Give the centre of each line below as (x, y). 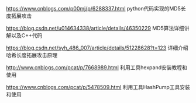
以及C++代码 (27, 35)
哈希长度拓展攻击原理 (32, 55)
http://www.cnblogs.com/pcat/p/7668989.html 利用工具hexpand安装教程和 (97, 68)
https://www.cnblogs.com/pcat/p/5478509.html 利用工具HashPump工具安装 (98, 87)
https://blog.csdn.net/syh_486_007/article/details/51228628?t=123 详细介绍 (97, 48)
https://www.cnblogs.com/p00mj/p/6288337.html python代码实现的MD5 (94, 8)
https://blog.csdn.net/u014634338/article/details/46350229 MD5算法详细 (95, 28)
